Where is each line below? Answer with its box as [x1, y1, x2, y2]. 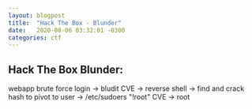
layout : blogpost [8, 11, 66, 20]
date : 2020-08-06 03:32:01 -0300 [8, 26, 126, 34]
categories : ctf [8, 33, 62, 42]
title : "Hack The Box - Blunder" [8, 19, 122, 27]
